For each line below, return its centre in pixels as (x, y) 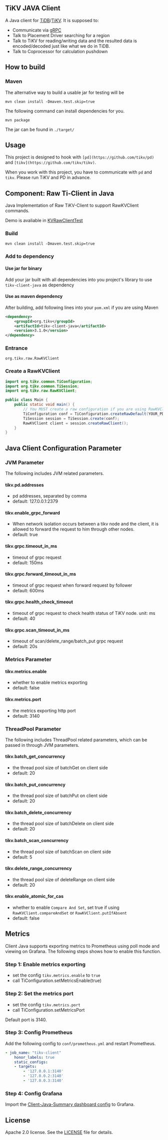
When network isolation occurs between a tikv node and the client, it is (85, 524)
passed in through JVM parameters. (42, 745)
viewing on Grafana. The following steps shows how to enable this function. (83, 951)
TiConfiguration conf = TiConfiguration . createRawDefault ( (86, 414)
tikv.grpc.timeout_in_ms (31, 546)
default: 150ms (28, 562)
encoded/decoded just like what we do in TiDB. (61, 46)
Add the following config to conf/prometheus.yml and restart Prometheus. (80, 1043)
